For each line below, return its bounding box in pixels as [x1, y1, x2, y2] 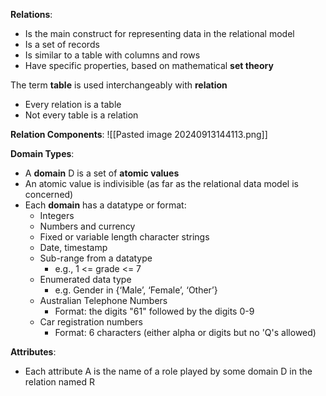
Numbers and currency [39, 220, 136, 232]
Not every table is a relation [24, 109, 139, 121]
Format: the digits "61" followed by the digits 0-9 [54, 305, 255, 317]
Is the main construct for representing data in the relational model [24, 28, 295, 39]
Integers [39, 210, 75, 221]
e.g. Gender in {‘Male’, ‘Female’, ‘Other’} [54, 284, 218, 296]
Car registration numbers [39, 316, 143, 328]
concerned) [24, 189, 74, 200]
